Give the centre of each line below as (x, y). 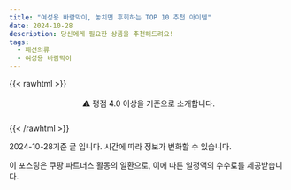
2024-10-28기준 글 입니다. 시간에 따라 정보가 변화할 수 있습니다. (120, 146)
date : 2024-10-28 (41, 26)
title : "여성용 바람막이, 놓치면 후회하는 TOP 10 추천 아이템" (111, 17)
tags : (19, 42)
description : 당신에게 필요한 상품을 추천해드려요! (92, 34)
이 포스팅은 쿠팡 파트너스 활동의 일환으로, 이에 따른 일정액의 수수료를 (127, 165)
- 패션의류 (34, 50)
